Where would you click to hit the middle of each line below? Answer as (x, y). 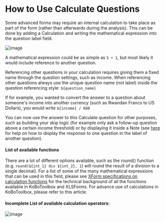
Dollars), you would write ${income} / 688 (48, 108)
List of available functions (32, 150)
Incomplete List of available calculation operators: (57, 203)
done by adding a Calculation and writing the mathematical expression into (81, 33)
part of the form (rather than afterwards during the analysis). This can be (79, 28)
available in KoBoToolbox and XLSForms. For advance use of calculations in (82, 187)
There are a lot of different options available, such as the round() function (80, 160)
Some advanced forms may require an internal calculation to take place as (81, 23)
